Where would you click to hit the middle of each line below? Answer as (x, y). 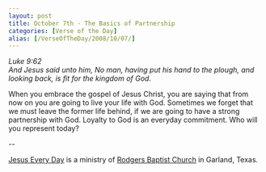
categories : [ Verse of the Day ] (63, 31)
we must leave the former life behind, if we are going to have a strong (124, 111)
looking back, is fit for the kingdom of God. (80, 78)
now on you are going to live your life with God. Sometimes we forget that (131, 103)
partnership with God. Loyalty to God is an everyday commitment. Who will (133, 120)
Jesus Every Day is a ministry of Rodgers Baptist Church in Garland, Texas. (133, 160)
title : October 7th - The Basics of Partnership (92, 23)
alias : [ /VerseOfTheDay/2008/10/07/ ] (72, 38)
